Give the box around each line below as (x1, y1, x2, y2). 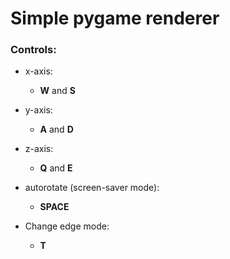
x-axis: (24, 65, 53, 77)
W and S (39, 85, 76, 97)
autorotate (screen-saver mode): (24, 182, 160, 194)
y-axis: (24, 104, 53, 116)
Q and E (39, 162, 73, 174)
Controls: (10, 43, 57, 57)
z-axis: (24, 143, 54, 155)
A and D (39, 123, 74, 136)
